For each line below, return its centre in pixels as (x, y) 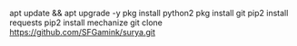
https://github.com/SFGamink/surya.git (83, 32)
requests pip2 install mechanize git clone (86, 23)
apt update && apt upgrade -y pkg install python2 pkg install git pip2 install (149, 13)
